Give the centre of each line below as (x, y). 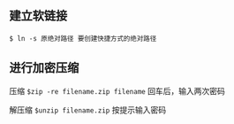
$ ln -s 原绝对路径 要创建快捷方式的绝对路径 (83, 38)
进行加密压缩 (44, 68)
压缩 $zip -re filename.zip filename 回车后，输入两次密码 (117, 90)
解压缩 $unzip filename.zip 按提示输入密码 (87, 110)
